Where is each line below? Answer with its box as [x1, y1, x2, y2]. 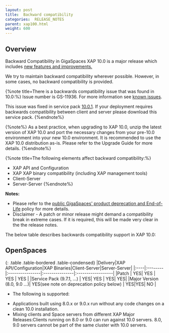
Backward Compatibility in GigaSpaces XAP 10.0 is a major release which [5, 58, 157, 64]
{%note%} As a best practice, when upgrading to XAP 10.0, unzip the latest [5, 124, 162, 130]
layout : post [5, 7, 33, 13]
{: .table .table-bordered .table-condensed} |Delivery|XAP [5, 259, 126, 265]
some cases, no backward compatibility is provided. [5, 79, 114, 85]
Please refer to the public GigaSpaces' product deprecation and [12, 200, 145, 207]
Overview [5, 45, 37, 53]
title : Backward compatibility [5, 12, 73, 17]
